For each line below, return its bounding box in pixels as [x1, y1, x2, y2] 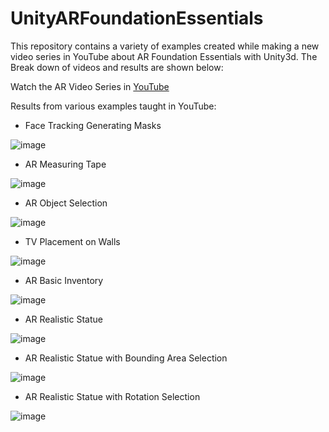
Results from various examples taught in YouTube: [10, 100, 217, 112]
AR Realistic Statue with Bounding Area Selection [24, 352, 228, 364]
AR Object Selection [24, 197, 108, 209]
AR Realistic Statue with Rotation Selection [24, 390, 201, 402]
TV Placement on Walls [24, 235, 121, 247]
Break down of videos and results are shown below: [10, 61, 224, 73]
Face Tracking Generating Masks [24, 119, 162, 131]
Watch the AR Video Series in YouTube [10, 80, 170, 92]
